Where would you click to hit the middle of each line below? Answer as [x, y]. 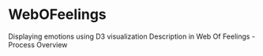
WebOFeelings [57, 15]
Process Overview [38, 44]
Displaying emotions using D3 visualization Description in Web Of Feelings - [131, 36]
